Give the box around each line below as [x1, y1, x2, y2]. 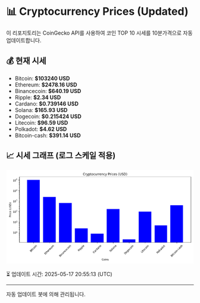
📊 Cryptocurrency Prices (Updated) [6, 5, 189, 18]
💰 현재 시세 [6, 56, 46, 66]
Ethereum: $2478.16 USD [14, 81, 77, 88]
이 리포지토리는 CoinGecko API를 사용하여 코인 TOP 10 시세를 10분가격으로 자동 [6, 29, 193, 36]
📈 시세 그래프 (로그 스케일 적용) [6, 150, 116, 161]
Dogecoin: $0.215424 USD [14, 113, 82, 120]
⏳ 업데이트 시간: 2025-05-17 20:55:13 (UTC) [6, 270, 112, 277]
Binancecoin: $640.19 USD [14, 87, 82, 94]
